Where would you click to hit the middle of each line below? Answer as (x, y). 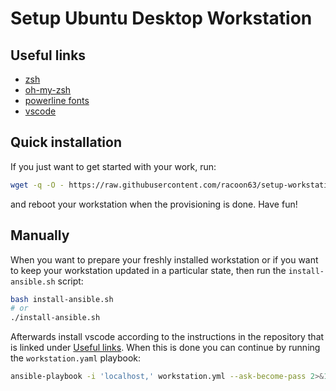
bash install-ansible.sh (62, 299)
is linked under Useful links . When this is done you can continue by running (165, 348)
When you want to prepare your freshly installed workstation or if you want (164, 259)
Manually (40, 235)
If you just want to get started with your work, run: (113, 166)
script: (70, 281)
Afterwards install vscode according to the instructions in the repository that (167, 337)
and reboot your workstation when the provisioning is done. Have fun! (154, 204)
